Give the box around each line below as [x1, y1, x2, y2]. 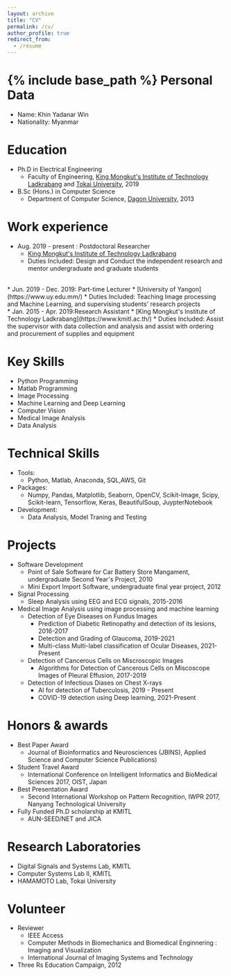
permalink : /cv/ [7, 23, 54, 30]
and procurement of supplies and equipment [7, 329, 135, 337]
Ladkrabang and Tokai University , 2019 [27, 179, 139, 188]
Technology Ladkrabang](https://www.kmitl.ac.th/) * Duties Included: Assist [7, 314, 224, 323]
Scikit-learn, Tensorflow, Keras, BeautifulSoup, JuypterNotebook [27, 498, 213, 506]
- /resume [13, 42, 42, 49]
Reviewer [17, 924, 44, 932]
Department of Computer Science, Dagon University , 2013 [27, 194, 194, 202]
